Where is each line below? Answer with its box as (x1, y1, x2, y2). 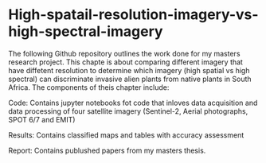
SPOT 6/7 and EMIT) (8, 114, 76, 124)
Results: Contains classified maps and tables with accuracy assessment (8, 130, 244, 140)
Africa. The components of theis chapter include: (8, 82, 170, 92)
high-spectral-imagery (8, 22, 163, 41)
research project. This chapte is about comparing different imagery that (8, 57, 243, 67)
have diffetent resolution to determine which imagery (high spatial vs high (8, 65, 250, 75)
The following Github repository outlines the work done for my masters (8, 49, 241, 58)
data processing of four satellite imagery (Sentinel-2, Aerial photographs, (8, 106, 248, 116)
